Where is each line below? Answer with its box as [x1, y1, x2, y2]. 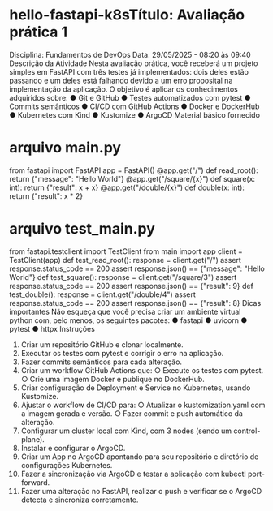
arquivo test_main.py [9, 220, 155, 238]
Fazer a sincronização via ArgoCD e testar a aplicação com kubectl [20, 469, 246, 479]
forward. [20, 477, 50, 487]
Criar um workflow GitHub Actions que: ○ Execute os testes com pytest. [20, 365, 264, 375]
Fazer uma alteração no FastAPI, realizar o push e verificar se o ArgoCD [20, 486, 262, 496]
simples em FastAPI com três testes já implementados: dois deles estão [9, 67, 249, 76]
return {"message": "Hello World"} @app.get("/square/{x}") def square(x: [9, 174, 255, 183]
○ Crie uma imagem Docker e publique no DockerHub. [20, 374, 206, 384]
